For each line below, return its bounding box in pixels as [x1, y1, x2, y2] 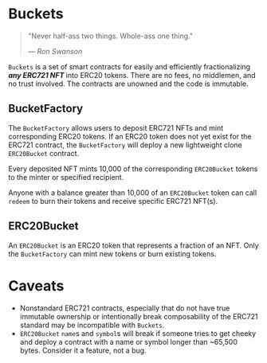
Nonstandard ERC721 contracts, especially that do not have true [19, 303, 230, 313]
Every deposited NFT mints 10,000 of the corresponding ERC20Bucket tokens [8, 164, 258, 174]
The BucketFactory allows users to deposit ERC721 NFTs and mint [8, 123, 224, 132]
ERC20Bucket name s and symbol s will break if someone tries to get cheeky [19, 328, 257, 338]
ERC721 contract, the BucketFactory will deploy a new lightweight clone [8, 140, 243, 150]
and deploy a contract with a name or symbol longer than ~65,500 [19, 337, 238, 346]
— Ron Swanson [27, 46, 83, 56]
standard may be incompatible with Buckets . [19, 320, 165, 330]
